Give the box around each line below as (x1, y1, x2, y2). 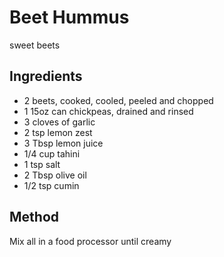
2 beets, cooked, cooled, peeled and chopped (23, 94, 214, 106)
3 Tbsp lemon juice (23, 137, 104, 149)
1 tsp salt (23, 158, 61, 170)
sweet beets (9, 39, 61, 51)
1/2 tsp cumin (23, 179, 80, 191)
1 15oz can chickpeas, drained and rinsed (23, 105, 194, 117)
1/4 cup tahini (23, 147, 81, 160)
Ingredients (9, 68, 83, 85)
